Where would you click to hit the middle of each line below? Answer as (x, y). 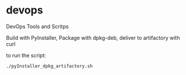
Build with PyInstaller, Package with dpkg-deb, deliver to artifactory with (93, 37)
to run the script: (26, 55)
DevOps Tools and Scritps (37, 26)
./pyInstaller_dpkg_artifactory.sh (49, 66)
